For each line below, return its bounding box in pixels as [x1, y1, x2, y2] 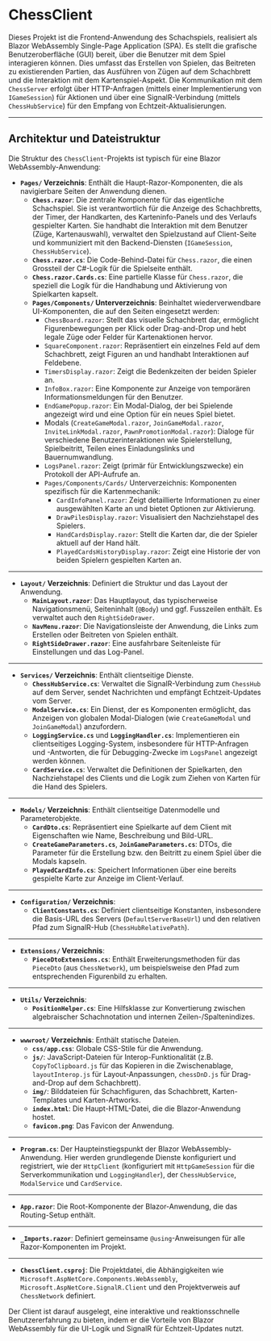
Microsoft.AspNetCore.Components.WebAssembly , [19, 1273, 178, 1283]
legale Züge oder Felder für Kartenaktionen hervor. [44, 332, 214, 342]
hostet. [31, 1112, 56, 1121]
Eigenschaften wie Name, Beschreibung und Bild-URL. [31, 830, 214, 840]
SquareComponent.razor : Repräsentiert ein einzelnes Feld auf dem [44, 341, 261, 350]
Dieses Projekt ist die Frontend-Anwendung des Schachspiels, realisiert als [8, 32, 258, 42]
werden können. [31, 756, 86, 765]
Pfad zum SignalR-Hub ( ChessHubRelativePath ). [31, 922, 190, 932]
